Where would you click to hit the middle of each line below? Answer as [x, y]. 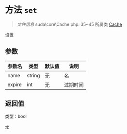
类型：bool [16, 116]
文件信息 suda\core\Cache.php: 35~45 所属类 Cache [69, 24]
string [33, 75]
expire [15, 84]
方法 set [21, 10]
